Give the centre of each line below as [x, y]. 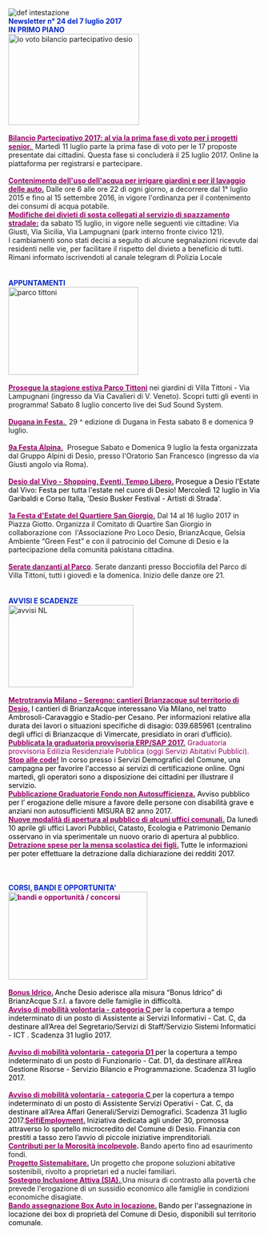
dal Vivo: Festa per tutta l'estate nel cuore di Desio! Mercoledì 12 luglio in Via [134, 490]
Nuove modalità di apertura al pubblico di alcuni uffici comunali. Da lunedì [133, 819]
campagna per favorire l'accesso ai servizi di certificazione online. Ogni [127, 768]
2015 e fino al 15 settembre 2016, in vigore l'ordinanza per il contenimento [130, 197]
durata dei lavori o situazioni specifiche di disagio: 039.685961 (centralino [130, 726]
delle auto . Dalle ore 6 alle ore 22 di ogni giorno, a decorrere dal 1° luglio [128, 189]
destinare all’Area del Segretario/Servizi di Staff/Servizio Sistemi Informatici [132, 1027]
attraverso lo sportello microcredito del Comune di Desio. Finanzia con [124, 1129]
